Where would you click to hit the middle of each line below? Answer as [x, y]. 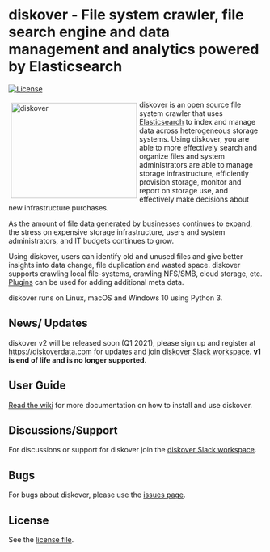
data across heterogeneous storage [199, 130]
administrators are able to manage [196, 164]
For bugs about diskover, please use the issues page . [97, 495]
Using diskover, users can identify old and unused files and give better [126, 256]
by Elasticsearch [65, 67]
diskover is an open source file [190, 104]
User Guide [37, 386]
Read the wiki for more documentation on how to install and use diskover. [131, 405]
